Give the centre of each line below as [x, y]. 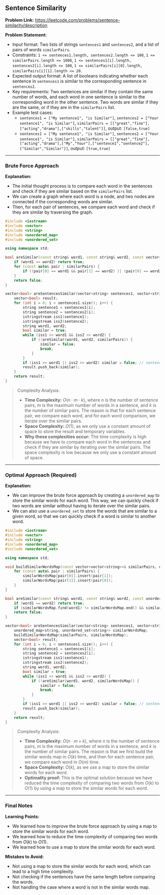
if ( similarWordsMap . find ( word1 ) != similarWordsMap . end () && [79, 608]
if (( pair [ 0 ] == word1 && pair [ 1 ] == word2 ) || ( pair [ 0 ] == [85, 271]
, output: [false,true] [128, 128]
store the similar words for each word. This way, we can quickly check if [85, 501]
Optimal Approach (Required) [41, 475]
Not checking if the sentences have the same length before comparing [84, 876]
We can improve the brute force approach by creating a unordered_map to [86, 495]
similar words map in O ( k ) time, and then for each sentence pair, [89, 757]
